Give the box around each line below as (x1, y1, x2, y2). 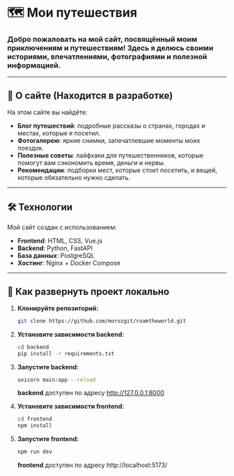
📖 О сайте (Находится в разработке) (7, 89, 173, 101)
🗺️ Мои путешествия (7, 5, 138, 21)
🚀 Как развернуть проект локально (7, 286, 170, 298)
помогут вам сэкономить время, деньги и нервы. (17, 159, 166, 167)
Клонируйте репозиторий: (17, 304, 99, 312)
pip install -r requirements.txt (17, 350, 115, 357)
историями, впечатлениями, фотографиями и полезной (7, 52, 208, 62)
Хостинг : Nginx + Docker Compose (17, 259, 120, 268)
